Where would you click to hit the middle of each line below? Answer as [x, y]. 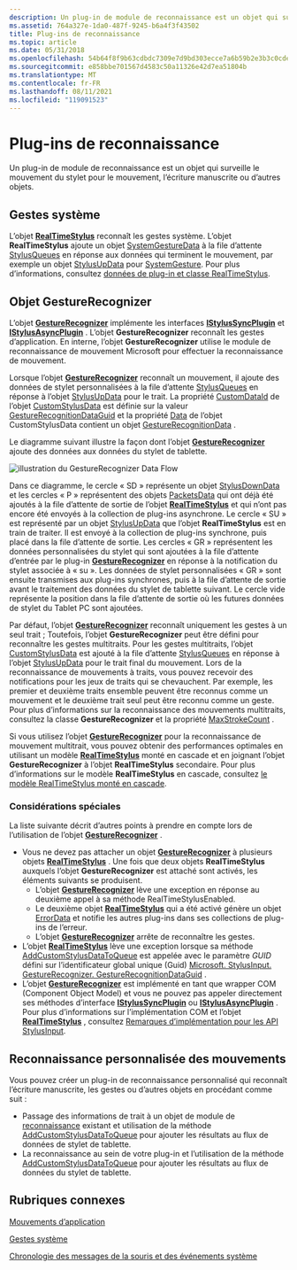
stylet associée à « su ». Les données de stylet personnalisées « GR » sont [145, 570]
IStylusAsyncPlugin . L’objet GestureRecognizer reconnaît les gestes [137, 332]
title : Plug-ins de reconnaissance [75, 34]
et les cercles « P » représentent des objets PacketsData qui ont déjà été [141, 495]
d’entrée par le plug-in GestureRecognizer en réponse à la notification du [144, 561]
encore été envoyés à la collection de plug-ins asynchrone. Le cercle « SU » [148, 514]
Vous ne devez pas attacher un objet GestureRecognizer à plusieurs [147, 852]
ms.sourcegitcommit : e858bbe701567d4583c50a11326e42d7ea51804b [128, 67]
